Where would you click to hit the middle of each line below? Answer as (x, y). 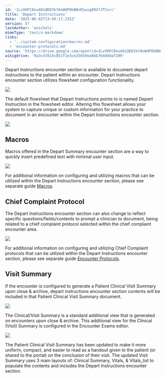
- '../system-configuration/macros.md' (51, 42)
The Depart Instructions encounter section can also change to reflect (75, 213)
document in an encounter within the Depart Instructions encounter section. (82, 115)
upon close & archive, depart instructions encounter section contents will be (83, 291)
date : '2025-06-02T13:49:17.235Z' (41, 19)
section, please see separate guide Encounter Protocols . (63, 258)
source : (13, 51)
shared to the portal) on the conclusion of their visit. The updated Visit (77, 355)
